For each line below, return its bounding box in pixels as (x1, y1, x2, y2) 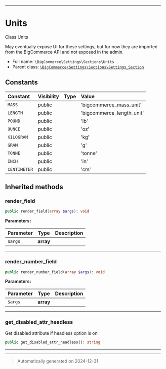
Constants (5, 78, 38, 87)
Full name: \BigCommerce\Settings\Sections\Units (12, 58, 115, 65)
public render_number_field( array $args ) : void (5, 269, 105, 275)
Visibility (38, 93, 59, 100)
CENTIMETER (7, 166, 33, 172)
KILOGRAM (7, 134, 28, 140)
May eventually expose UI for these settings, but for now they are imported (5, 43, 158, 50)
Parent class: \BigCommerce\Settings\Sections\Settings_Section (12, 64, 144, 70)
